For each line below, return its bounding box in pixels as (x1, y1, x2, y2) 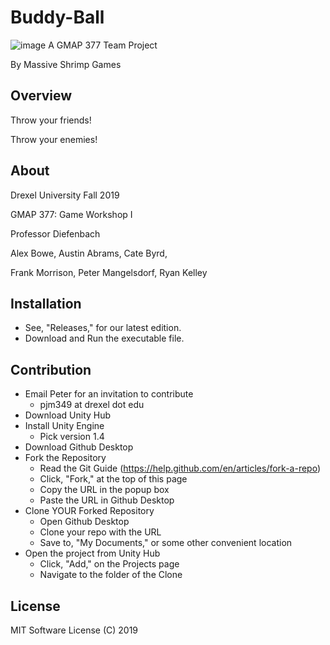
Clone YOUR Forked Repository (24, 505, 155, 517)
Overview (10, 87, 73, 105)
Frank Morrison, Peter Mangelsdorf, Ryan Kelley (10, 266, 208, 278)
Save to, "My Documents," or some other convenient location (39, 537, 293, 549)
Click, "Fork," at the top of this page (39, 473, 188, 485)
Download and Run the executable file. (24, 332, 185, 345)
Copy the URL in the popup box (39, 484, 170, 496)
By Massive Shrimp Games (10, 58, 122, 70)
